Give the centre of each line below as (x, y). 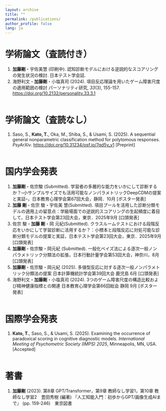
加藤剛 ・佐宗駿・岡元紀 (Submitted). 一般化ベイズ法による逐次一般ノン (85, 248)
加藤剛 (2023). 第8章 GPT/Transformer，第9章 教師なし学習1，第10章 (83, 391)
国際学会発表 (31, 319)
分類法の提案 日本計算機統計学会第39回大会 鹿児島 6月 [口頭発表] (92, 273)
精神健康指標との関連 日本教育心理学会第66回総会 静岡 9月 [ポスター (87, 286)
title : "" (15, 14)
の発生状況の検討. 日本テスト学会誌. (49, 76)
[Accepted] (24, 349)
